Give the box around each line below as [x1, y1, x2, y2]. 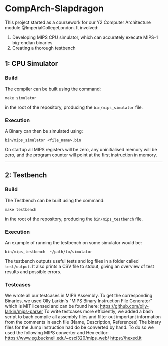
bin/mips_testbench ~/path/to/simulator [5, 249, 93, 254]
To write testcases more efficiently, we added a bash [44, 308, 153, 315]
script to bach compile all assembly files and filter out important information [5, 314, 161, 320]
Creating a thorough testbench [12, 45, 76, 51]
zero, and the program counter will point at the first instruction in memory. [5, 152, 157, 158]
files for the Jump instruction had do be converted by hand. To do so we [5, 324, 154, 330]
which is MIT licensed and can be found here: [5, 303, 99, 309]
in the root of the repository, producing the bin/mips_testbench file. [5, 216, 143, 222]
